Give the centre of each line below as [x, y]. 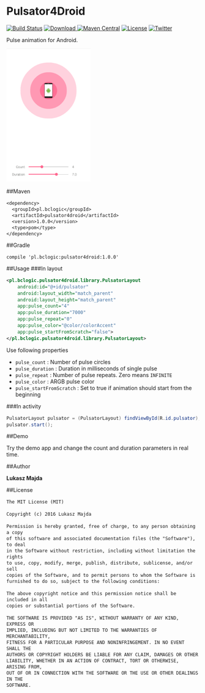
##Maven [18, 191]
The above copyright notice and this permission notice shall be [91, 594]
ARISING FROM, [24, 667]
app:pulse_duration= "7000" [52, 313]
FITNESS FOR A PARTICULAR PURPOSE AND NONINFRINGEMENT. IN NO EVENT [95, 643]
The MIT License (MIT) [35, 502]
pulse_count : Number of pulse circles [63, 362]
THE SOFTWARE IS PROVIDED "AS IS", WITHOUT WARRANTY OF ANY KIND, [93, 618]
